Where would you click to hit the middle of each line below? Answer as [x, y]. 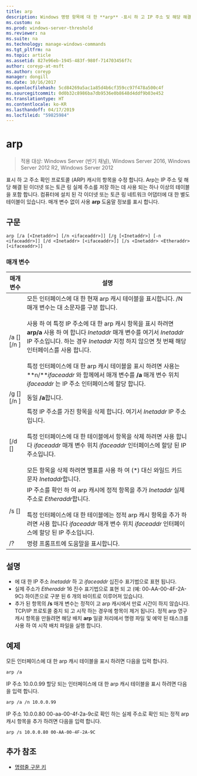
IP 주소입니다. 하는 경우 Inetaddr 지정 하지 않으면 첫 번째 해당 [106, 341]
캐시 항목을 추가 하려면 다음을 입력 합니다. [54, 721]
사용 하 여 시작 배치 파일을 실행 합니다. [58, 626]
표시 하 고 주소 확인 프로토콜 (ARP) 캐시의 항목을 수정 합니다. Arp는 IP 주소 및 [94, 180]
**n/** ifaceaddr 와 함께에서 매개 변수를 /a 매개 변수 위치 [103, 375]
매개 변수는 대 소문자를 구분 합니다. [72, 307]
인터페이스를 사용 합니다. [59, 350]
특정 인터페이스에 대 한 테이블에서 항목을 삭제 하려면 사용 [101, 436]
